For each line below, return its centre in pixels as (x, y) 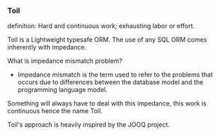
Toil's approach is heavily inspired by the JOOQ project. (88, 125)
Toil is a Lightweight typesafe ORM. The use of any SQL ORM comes (107, 40)
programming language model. (62, 90)
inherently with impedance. (47, 47)
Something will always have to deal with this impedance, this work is (107, 103)
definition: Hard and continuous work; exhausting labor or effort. (101, 26)
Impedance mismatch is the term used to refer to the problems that (115, 75)
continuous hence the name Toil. (55, 111)
